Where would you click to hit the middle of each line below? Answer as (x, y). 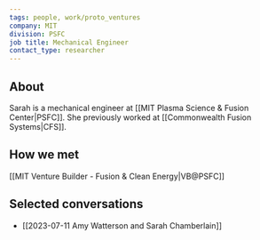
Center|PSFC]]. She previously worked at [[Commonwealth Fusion (130, 117)
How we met (44, 155)
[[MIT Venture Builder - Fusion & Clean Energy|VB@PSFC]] (117, 176)
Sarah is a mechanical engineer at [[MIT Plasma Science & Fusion (129, 108)
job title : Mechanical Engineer (69, 42)
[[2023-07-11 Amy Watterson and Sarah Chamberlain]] (122, 225)
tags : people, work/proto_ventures (75, 17)
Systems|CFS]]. (38, 126)
